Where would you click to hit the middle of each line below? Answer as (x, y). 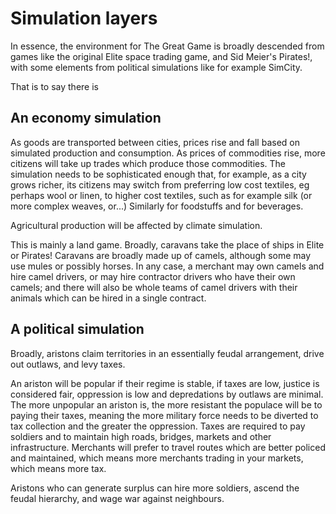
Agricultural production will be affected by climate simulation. (136, 225)
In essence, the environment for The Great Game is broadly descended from (167, 46)
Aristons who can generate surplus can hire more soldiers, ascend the (155, 488)
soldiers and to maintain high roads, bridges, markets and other (141, 436)
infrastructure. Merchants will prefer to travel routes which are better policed (168, 447)
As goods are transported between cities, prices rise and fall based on (155, 142)
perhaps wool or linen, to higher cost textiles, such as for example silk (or (161, 195)
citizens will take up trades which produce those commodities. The (148, 163)
